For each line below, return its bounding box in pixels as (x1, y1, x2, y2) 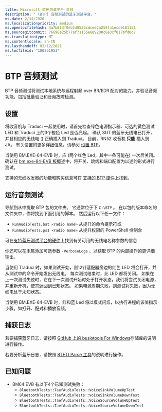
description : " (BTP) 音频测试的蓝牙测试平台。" (5, 12, 97, 17)
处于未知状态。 (13, 289, 44, 295)
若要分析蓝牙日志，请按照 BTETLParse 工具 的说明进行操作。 (5, 351, 126, 357)
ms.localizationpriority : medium (5, 21, 73, 26)
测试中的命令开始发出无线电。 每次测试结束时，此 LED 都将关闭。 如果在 (9, 271, 155, 276)
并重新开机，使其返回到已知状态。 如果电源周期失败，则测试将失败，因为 (5, 283, 151, 289)
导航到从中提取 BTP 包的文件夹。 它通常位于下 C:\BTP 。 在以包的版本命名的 (5, 205, 157, 210)
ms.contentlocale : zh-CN (5, 39, 55, 44)
